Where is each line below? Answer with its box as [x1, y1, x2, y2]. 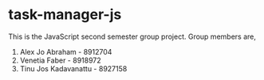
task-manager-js [8, 6, 122, 24]
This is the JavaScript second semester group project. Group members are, [8, 32, 257, 41]
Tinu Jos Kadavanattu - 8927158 [19, 63, 128, 73]
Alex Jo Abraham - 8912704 [19, 47, 112, 56]
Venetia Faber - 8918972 [19, 55, 101, 65]
